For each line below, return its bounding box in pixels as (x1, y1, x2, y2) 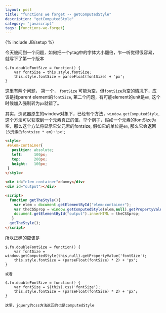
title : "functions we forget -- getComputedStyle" (5, 12, 112, 17)
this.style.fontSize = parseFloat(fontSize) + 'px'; (14, 74, 125, 79)
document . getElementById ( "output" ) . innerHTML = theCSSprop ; (14, 211, 140, 216)
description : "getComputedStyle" (5, 16, 74, 21)
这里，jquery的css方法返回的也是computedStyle (5, 303, 95, 308)
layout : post (5, 7, 32, 12)
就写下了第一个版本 (5, 55, 44, 62)
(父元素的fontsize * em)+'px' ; (5, 129, 66, 135)
